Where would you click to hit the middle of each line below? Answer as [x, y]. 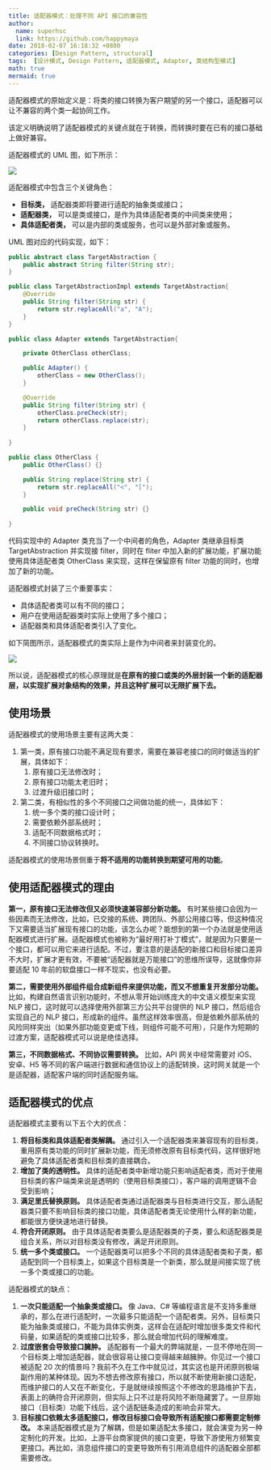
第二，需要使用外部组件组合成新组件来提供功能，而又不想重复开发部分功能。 [135, 986]
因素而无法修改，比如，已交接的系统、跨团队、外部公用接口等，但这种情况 [139, 918]
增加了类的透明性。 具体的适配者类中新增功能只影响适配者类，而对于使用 [141, 1171]
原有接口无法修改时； [67, 771]
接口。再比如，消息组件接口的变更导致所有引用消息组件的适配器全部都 [144, 1448]
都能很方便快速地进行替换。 [66, 1222]
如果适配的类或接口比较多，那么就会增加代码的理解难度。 [137, 1337]
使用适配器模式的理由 [61, 888]
